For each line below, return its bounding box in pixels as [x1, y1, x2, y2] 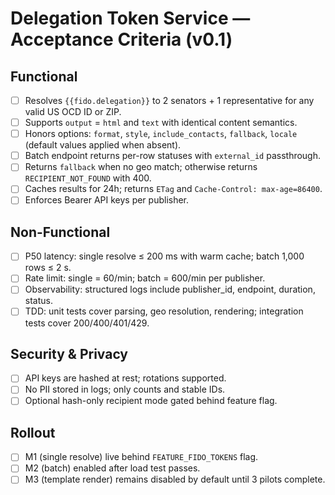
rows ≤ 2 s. [24, 262, 72, 274]
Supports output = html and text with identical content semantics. [24, 117, 298, 129]
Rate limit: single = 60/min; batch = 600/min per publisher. [24, 272, 266, 284]
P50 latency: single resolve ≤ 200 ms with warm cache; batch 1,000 [24, 250, 305, 262]
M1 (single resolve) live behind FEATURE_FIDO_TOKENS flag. [24, 451, 259, 463]
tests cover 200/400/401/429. [24, 317, 150, 329]
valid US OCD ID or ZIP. [24, 106, 122, 118]
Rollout [10, 424, 56, 441]
